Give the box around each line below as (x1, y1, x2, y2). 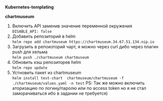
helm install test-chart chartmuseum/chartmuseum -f (12, 76, 124, 81)
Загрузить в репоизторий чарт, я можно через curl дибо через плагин (12, 44, 159, 49)
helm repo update (12, 65, 48, 70)
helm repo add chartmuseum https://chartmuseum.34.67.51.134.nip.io (12, 40, 155, 44)
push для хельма (12, 49, 48, 55)
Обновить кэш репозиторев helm (12, 60, 81, 65)
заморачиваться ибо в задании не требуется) (12, 90, 108, 96)
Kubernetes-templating (5, 4, 54, 10)
